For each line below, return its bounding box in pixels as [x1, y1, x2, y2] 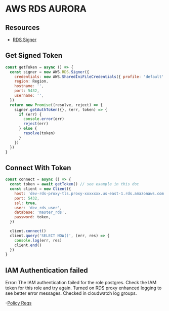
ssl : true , [14, 201, 37, 206]
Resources [5, 23, 40, 32]
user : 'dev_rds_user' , [14, 205, 62, 210]
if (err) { [18, 112, 42, 117]
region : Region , [14, 79, 49, 84]
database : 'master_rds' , [14, 210, 67, 215]
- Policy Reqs [5, 300, 32, 306]
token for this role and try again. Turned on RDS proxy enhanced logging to [5, 285, 162, 291]
